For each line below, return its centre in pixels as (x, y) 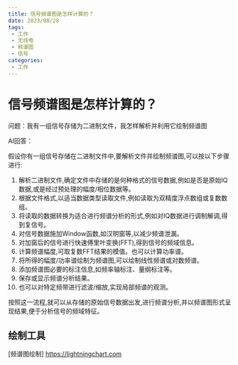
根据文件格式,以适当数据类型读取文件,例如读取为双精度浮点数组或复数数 (123, 197)
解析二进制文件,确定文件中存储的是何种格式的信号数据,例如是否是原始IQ (123, 180)
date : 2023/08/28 (34, 21)
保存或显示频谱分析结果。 (56, 278)
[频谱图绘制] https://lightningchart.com (65, 354)
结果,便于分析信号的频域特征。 (59, 311)
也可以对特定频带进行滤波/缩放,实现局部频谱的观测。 (95, 287)
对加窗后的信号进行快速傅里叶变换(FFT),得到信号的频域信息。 (108, 242)
